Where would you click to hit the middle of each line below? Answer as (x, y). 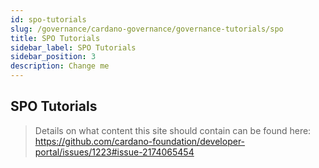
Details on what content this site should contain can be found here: (173, 130)
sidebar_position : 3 (53, 57)
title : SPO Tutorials (55, 38)
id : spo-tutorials (48, 19)
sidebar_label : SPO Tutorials (73, 47)
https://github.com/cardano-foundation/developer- (140, 141)
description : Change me (60, 66)
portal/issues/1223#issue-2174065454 (114, 152)
